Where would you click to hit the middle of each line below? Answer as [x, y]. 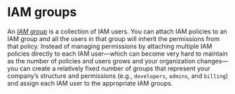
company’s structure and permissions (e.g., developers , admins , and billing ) [118, 76]
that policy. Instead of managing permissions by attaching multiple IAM [110, 46]
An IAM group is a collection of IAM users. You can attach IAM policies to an [117, 31]
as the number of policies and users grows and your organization [101, 61]
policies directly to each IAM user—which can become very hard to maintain [117, 54]
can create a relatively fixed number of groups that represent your [115, 68]
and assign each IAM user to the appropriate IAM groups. [90, 83]
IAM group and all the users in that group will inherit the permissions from [113, 38]
